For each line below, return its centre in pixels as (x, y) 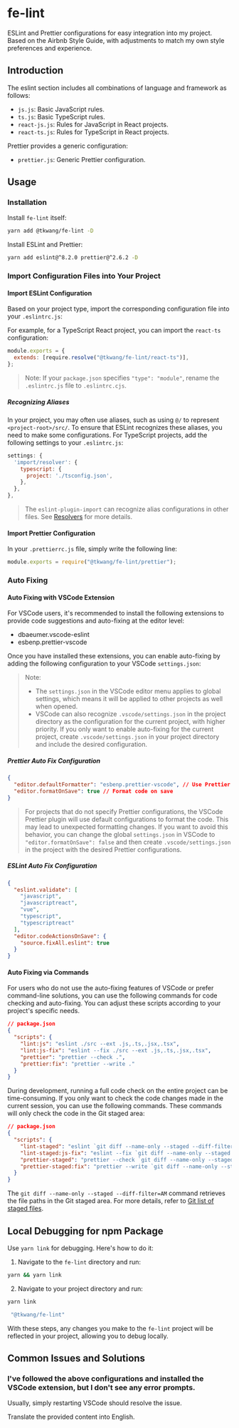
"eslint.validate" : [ (46, 890)
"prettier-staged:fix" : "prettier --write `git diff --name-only (119, 1166)
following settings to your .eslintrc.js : (65, 442)
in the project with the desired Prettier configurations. (103, 849)
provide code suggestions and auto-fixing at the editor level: (96, 621)
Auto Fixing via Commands (48, 972)
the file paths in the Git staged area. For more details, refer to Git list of (111, 1201)
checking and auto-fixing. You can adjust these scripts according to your (114, 1003)
